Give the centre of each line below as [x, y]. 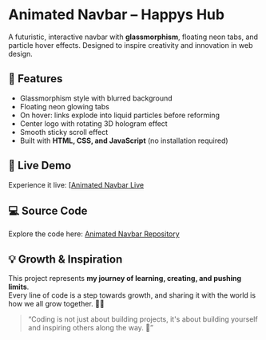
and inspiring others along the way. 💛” [91, 328]
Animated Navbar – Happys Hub [117, 15]
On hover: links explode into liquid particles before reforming [119, 115]
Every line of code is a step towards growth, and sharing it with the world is [132, 295]
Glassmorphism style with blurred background [96, 98]
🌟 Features [36, 79]
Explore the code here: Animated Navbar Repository [94, 234]
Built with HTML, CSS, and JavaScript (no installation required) [124, 140]
